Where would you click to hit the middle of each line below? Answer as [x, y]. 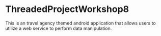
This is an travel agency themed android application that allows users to [81, 23]
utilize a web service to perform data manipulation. [59, 28]
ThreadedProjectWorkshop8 [67, 9]
